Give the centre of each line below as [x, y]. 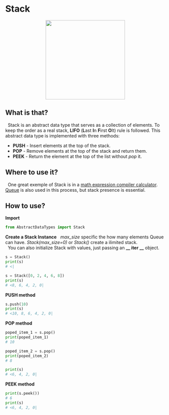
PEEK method [20, 384]
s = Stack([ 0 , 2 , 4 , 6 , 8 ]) [35, 275]
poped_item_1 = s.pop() [30, 333]
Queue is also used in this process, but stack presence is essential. [75, 190]
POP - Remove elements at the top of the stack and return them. [80, 151]
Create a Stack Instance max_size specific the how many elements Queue [84, 237]
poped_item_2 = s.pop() [30, 351]
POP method [19, 323]
